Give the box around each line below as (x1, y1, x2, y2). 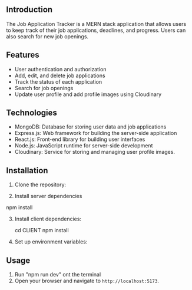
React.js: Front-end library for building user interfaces (14, 136, 145, 143)
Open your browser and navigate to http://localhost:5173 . (14, 277, 159, 285)
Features (6, 50, 39, 60)
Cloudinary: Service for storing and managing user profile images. (14, 149, 176, 156)
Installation (6, 165, 48, 176)
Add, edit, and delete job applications (14, 72, 105, 79)
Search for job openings (14, 84, 74, 91)
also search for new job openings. (6, 32, 89, 40)
